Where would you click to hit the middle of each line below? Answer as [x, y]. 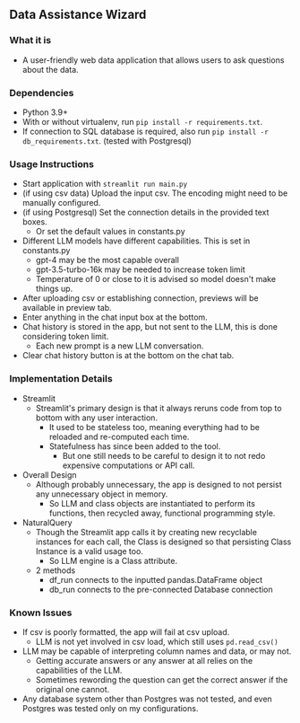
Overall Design [50, 474]
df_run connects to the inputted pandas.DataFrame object [155, 579]
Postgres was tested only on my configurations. [110, 708]
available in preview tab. [67, 308]
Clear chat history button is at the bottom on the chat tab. [128, 356]
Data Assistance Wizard [78, 15]
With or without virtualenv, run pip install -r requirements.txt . [142, 121]
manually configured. [61, 203]
